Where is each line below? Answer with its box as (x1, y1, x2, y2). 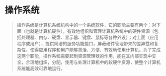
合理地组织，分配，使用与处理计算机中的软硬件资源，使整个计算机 (25, 59, 161, 65)
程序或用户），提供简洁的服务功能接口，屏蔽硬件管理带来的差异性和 (16, 40, 155, 46)
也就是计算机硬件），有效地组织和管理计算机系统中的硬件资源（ (25, 28, 155, 34)
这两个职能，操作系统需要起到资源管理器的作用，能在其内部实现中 (16, 53, 152, 59)
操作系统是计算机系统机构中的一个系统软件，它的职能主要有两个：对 (16, 22, 157, 28)
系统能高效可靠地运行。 (16, 65, 65, 71)
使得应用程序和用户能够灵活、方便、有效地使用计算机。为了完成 (30, 47, 161, 53)
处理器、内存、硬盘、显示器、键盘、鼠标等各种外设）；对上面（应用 (21, 34, 159, 40)
